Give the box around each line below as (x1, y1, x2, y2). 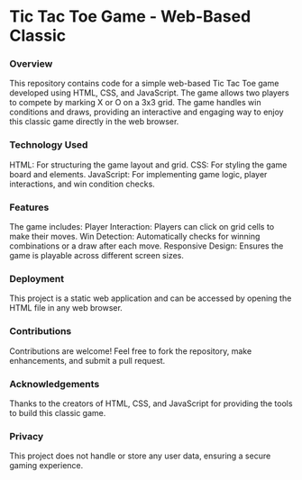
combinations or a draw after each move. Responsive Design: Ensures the (9, 240, 284, 251)
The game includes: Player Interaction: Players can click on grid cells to (9, 222, 275, 232)
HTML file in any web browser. (9, 303, 124, 313)
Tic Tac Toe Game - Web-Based (9, 6, 252, 27)
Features (9, 201, 50, 213)
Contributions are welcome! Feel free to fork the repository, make (9, 345, 252, 357)
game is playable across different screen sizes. (9, 250, 185, 261)
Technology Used (9, 139, 88, 151)
